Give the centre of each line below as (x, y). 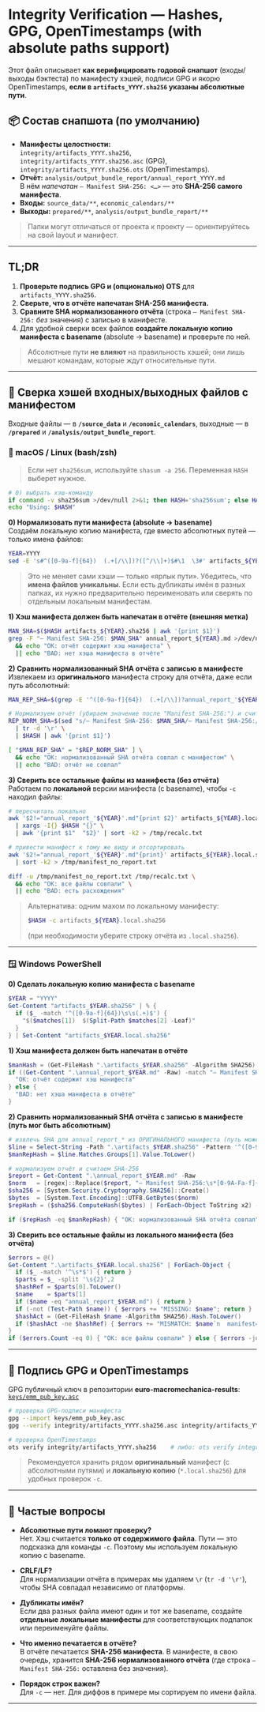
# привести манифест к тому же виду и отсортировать (97, 848)
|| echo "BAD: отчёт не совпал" (69, 765)
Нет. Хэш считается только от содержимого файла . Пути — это (129, 1539)
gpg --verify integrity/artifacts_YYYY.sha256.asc (93, 1425)
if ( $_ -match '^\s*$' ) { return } (74, 1272)
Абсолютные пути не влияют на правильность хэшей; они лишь (136, 352)
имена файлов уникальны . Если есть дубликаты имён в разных (136, 585)
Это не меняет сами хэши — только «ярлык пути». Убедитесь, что (140, 576)
